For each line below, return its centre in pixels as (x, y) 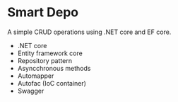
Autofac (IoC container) (52, 83)
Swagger (31, 91)
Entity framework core (50, 53)
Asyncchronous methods (54, 68)
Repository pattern (45, 60)
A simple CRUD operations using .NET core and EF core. (89, 32)
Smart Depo (43, 12)
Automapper (36, 76)
